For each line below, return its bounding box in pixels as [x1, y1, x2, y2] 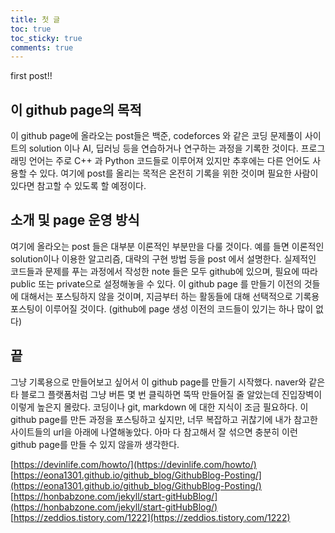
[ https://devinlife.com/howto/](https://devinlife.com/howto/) [10, 458, 257, 470]
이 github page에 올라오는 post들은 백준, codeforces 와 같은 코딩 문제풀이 [10, 130, 303, 142]
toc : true [10, 24, 52, 34]
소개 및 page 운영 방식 [10, 212, 140, 229]
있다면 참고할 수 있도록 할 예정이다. [10, 180, 147, 192]
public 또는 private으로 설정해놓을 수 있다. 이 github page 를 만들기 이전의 [10, 277, 302, 290]
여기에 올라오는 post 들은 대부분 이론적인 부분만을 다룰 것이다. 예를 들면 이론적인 [10, 240, 325, 252]
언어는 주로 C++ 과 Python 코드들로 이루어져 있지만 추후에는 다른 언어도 [28, 155, 311, 167]
